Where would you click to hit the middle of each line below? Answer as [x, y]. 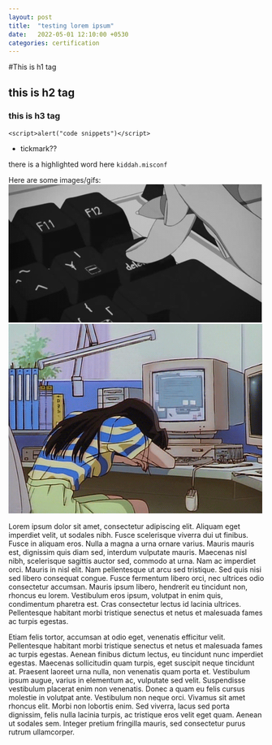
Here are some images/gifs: [55, 180]
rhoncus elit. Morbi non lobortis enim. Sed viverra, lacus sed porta [119, 706]
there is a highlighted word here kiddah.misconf [88, 164]
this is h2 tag [42, 92]
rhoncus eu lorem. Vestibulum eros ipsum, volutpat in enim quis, [116, 595]
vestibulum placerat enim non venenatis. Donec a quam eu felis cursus [127, 689]
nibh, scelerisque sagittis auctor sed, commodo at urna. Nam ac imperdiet [132, 561]
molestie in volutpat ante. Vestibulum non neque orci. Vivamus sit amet [127, 697]
